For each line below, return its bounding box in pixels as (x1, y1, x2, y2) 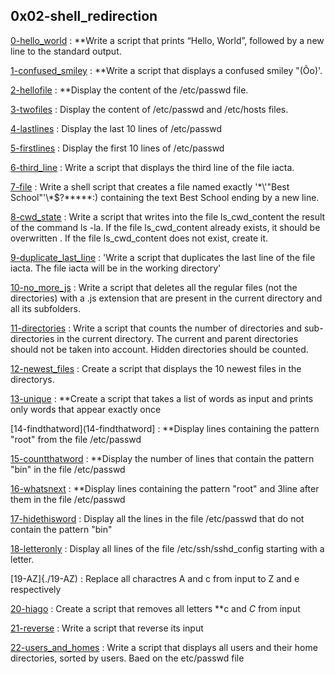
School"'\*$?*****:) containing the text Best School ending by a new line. (10, 191, 320, 203)
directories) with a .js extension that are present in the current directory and (10, 292, 323, 304)
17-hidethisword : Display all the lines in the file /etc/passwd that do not (10, 512, 305, 524)
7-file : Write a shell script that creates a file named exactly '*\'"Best (10, 180, 290, 193)
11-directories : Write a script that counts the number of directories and (10, 322, 302, 334)
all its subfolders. (10, 302, 81, 314)
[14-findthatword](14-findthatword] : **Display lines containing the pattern (10, 422, 320, 434)
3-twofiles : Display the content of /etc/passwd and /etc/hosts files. (10, 103, 289, 115)
